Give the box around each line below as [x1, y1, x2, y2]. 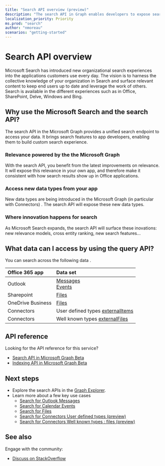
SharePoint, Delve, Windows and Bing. [5, 93, 83, 99]
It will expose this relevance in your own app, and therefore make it [5, 168, 141, 174]
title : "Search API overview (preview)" [5, 7, 89, 12]
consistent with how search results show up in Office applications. [5, 173, 139, 179]
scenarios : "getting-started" [5, 30, 67, 35]
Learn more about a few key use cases [12, 393, 91, 399]
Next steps [5, 374, 39, 382]
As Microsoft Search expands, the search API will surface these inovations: [5, 225, 157, 231]
